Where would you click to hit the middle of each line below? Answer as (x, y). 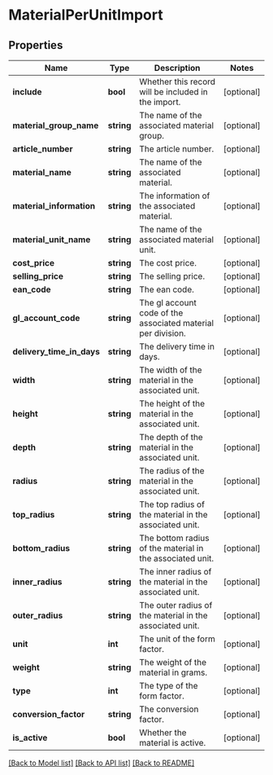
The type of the (169, 686)
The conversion (169, 709)
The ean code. (167, 289)
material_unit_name (52, 240)
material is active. (173, 743)
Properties (36, 45)
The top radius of (172, 504)
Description (177, 68)
